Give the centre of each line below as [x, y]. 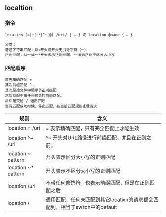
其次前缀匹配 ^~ [20, 85]
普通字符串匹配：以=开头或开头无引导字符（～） [47, 50]
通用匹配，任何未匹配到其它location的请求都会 [100, 199]
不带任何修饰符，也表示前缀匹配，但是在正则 [98, 183]
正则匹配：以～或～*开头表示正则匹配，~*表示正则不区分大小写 [60, 55]
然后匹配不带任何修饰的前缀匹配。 [35, 95]
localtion [19, 8]
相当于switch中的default [89, 207]
